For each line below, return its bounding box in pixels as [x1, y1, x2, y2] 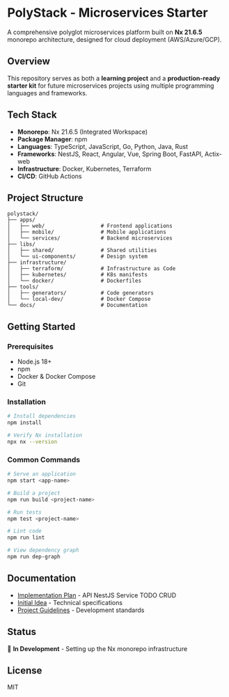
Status [7, 626, 37, 638]
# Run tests [7, 508, 42, 516]
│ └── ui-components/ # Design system [7, 253, 148, 260]
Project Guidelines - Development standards [17, 606, 145, 614]
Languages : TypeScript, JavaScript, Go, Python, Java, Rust [17, 142, 188, 150]
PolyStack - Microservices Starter [7, 5, 208, 21]
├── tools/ [7, 283, 39, 290]
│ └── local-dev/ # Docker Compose [7, 296, 151, 303]
